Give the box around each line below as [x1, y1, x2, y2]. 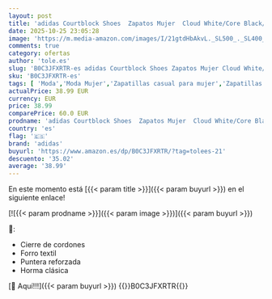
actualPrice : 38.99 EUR [8, 86, 89, 95]
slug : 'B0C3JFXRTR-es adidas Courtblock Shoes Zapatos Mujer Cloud [8, 65, 241, 73]
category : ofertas [8, 49, 70, 57]
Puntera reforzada [19, 257, 81, 267]
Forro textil [19, 248, 57, 259]
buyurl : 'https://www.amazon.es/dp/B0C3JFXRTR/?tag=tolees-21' [8, 147, 227, 155]
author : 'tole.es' [8, 57, 70, 65]
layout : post [8, 11, 53, 20]
